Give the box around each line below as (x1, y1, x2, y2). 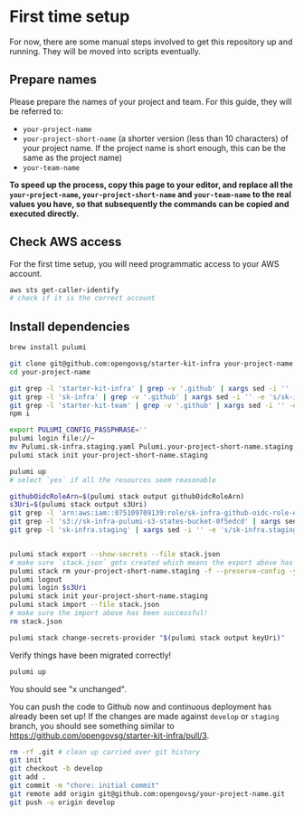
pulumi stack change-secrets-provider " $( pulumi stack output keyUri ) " (9, 633, 285, 642)
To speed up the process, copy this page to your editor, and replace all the (9, 179, 294, 190)
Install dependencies (9, 318, 130, 334)
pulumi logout (9, 574, 63, 584)
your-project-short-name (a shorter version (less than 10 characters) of (22, 133, 289, 144)
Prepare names (9, 72, 98, 88)
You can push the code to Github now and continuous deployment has (9, 701, 272, 712)
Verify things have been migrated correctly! (9, 650, 172, 660)
